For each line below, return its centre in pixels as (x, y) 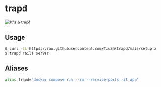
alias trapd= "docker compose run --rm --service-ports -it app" (72, 80)
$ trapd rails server (27, 53)
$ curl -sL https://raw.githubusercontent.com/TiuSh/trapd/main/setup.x (81, 49)
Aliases (17, 68)
